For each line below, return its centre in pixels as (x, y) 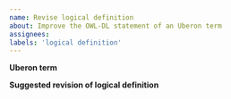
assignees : (30, 34)
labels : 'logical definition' (66, 42)
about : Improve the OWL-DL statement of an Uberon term (115, 26)
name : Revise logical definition (72, 17)
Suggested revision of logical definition (84, 85)
